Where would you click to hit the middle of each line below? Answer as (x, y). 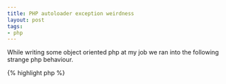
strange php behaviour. (40, 60)
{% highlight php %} (36, 73)
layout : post (26, 20)
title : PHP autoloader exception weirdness (71, 13)
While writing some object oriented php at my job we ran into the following (113, 52)
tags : (15, 26)
